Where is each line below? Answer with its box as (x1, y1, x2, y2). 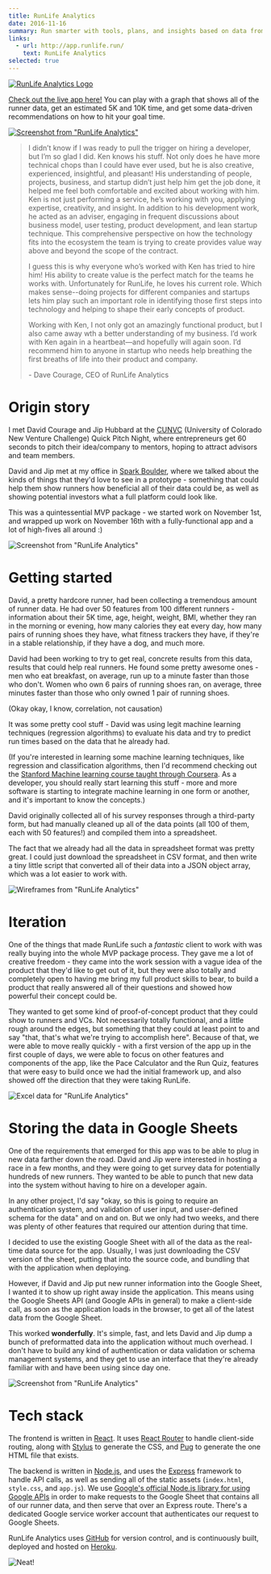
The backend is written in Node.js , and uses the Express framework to (8, 1466, 242, 1476)
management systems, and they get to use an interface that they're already (8, 1354, 258, 1363)
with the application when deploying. (8, 1263, 131, 1272)
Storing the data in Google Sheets (8, 1119, 239, 1138)
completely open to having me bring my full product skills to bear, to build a (8, 974, 259, 983)
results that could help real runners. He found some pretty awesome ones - (8, 662, 259, 672)
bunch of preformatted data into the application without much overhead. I (8, 1337, 252, 1346)
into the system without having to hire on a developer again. (8, 1179, 207, 1190)
